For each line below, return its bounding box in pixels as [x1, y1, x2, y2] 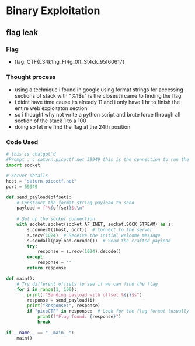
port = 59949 [6, 183, 38, 190]
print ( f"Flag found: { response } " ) [37, 314, 121, 320]
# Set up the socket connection [16, 216, 95, 222]
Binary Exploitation [6, 4, 100, 18]
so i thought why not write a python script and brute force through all [14, 111, 181, 118]
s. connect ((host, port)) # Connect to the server [27, 227, 153, 232]
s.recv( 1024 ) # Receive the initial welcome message [27, 232, 161, 238]
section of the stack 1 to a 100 [14, 117, 86, 124]
